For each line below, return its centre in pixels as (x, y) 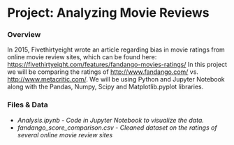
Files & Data (28, 105)
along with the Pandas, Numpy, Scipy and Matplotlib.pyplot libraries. (105, 87)
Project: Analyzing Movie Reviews (108, 13)
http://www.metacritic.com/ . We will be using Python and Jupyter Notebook (116, 79)
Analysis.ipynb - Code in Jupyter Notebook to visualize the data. (111, 120)
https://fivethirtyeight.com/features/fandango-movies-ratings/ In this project (117, 65)
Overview (24, 35)
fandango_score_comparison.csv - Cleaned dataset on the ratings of (117, 128)
